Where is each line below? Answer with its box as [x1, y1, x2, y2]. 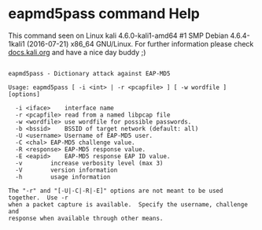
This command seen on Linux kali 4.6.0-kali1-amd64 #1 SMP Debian [8, 31, 229, 40]
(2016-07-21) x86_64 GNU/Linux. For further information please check [26, 39, 254, 48]
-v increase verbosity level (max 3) [15, 159, 164, 167]
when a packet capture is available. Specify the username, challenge [8, 200, 248, 209]
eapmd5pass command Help [8, 5, 201, 23]
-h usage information [15, 172, 111, 181]
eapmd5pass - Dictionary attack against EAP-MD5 [8, 69, 171, 77]
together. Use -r [8, 194, 68, 202]
